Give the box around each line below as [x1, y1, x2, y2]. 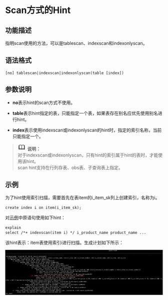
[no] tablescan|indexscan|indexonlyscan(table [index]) [5, 70, 124, 75]
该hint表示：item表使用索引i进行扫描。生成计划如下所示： [5, 239, 124, 245]
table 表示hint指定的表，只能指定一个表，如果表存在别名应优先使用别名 [12, 110, 158, 116]
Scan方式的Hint [5, 4, 71, 16]
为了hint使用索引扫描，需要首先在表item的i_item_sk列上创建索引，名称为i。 [5, 194, 160, 200]
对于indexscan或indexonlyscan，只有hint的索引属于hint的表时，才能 [17, 152, 158, 158]
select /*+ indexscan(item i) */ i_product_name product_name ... [5, 230, 146, 235]
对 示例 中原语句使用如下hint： [5, 214, 66, 220]
